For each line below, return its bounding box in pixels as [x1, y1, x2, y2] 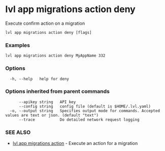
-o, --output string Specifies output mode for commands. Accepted [10, 108, 160, 113]
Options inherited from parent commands [5, 88, 110, 95]
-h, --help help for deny [10, 76, 70, 81]
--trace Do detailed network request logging [18, 117, 140, 122]
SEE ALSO [5, 129, 31, 136]
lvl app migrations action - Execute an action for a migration [12, 140, 138, 146]
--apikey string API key [18, 99, 76, 105]
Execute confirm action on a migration [5, 20, 85, 26]
